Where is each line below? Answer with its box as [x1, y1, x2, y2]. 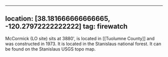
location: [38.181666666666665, [5, 14, 110, 23]
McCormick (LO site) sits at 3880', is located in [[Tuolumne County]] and [5, 35, 155, 41]
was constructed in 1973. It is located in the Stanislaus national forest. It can [5, 41, 161, 47]
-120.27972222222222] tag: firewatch [5, 22, 128, 31]
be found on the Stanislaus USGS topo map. [5, 46, 96, 52]
